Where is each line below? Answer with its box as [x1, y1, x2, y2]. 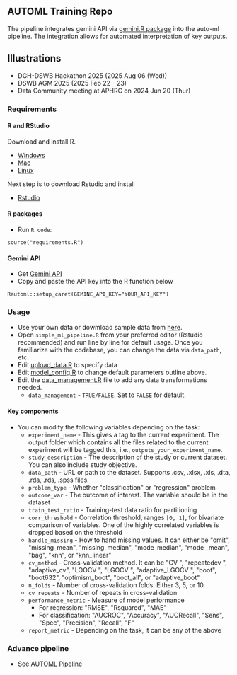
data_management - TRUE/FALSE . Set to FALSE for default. [28, 391, 186, 399]
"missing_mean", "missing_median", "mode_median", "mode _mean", [28, 543, 230, 551]
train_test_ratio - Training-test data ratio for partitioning [28, 505, 197, 514]
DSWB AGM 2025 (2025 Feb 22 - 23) [17, 79, 127, 87]
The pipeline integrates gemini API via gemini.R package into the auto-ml [7, 24, 219, 33]
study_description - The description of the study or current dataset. [28, 453, 228, 461]
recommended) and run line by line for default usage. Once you [17, 338, 203, 347]
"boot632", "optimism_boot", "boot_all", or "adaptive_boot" [28, 573, 200, 582]
